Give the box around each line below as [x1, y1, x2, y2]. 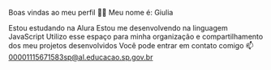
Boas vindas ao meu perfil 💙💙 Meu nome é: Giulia [8, 8, 174, 17]
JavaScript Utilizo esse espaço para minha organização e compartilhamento [8, 32, 264, 41]
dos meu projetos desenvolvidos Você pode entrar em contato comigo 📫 [8, 41, 254, 50]
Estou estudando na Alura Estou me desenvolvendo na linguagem [8, 23, 229, 32]
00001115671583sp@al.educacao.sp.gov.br [8, 52, 153, 62]
